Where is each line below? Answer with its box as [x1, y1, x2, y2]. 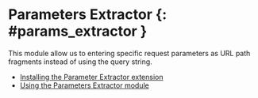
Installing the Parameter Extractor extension [19, 72, 164, 81]
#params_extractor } [8, 22, 148, 40]
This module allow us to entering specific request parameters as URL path [8, 48, 251, 58]
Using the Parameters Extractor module [19, 81, 149, 90]
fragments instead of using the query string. [8, 57, 152, 66]
